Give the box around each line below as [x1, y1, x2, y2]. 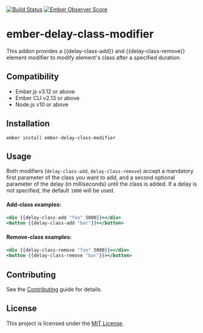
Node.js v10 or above [15, 101, 69, 108]
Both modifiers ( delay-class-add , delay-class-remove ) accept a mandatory [6, 167, 194, 175]
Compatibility [6, 71, 59, 82]
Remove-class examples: [6, 233, 72, 241]
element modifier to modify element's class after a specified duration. [6, 54, 181, 61]
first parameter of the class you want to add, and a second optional [6, 174, 176, 181]
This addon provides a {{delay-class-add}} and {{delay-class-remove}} [6, 47, 185, 54]
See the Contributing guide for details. [6, 286, 102, 293]
